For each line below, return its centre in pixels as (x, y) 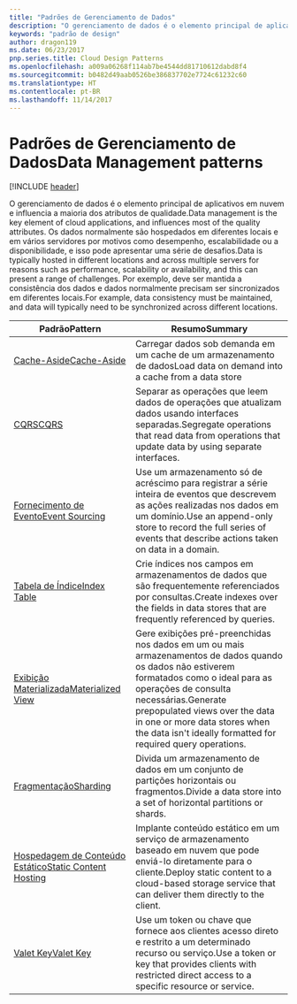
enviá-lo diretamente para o (194, 862)
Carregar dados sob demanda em (206, 344)
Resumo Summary (209, 329)
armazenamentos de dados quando (209, 655)
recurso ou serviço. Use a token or (206, 954)
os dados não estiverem (186, 667)
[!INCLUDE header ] (44, 187)
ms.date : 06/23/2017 (47, 50)
